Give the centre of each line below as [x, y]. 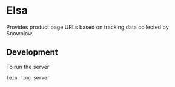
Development [32, 52]
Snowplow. [20, 33]
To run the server [28, 67]
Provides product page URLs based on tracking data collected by [88, 27]
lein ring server [28, 78]
